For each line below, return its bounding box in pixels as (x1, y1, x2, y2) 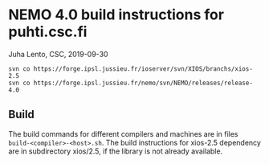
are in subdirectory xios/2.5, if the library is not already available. (8, 146, 223, 156)
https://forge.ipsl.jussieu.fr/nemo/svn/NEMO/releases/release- (33, 79, 253, 87)
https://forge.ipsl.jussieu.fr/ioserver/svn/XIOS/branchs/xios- (33, 64, 253, 73)
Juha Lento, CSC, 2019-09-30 (8, 49, 108, 59)
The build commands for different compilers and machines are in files (8, 129, 238, 138)
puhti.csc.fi (8, 23, 88, 41)
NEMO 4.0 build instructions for (8, 6, 225, 24)
